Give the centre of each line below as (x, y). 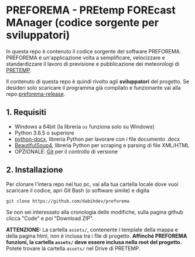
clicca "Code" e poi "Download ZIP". (50, 218)
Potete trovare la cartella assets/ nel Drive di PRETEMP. (73, 248)
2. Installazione (35, 170)
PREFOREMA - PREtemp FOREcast (91, 10)
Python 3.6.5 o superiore (44, 133)
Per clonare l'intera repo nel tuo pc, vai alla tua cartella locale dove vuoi (92, 184)
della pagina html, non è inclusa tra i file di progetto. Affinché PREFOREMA (97, 236)
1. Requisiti (26, 112)
